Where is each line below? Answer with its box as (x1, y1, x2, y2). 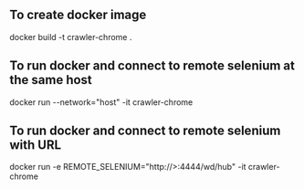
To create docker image (9, 7, 147, 23)
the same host (9, 72, 93, 88)
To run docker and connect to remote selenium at (9, 58, 295, 74)
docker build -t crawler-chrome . (9, 31, 132, 42)
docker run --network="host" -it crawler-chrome (9, 96, 194, 108)
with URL (9, 137, 62, 153)
